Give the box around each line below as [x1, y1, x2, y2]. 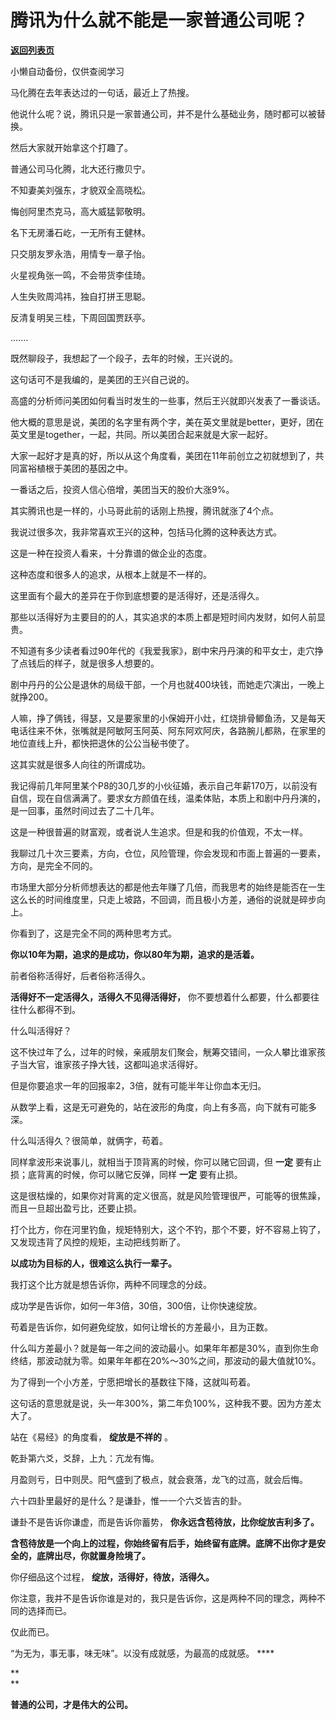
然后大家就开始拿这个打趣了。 [10, 141, 133, 153]
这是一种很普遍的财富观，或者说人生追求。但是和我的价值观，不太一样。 [10, 826, 308, 838]
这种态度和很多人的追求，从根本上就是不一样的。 [10, 568, 212, 580]
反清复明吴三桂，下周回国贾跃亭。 [10, 311, 151, 323]
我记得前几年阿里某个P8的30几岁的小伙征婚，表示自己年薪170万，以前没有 [10, 779, 318, 791]
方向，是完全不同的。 [10, 859, 98, 871]
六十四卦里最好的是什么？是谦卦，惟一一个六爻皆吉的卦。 [10, 1494, 247, 1506]
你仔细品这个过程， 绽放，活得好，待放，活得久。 [10, 1571, 215, 1583]
